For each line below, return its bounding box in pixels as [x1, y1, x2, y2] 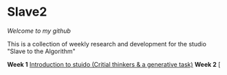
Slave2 [7, 4, 47, 20]
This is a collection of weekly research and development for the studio [7, 40, 206, 48]
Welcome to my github [7, 27, 71, 35]
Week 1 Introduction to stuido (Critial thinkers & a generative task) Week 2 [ [7, 60, 221, 68]
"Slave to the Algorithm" [7, 47, 76, 55]
